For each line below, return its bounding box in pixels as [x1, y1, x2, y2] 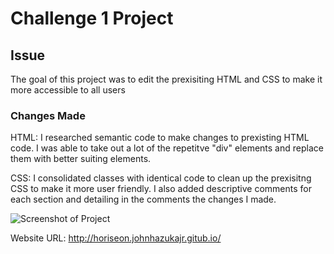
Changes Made [10, 108, 86, 122]
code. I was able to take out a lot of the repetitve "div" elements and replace [10, 142, 324, 154]
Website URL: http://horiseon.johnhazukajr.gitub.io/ [10, 232, 222, 244]
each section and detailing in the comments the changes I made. [10, 193, 277, 206]
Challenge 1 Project [10, 7, 174, 30]
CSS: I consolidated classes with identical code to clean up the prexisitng [10, 172, 312, 184]
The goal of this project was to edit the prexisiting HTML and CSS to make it [10, 73, 323, 85]
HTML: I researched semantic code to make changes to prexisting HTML [10, 132, 310, 144]
